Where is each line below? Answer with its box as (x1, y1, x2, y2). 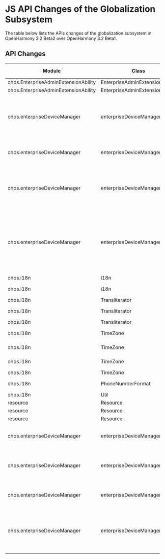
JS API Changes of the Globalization (5, 3, 156, 15)
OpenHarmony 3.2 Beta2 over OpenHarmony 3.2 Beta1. (5, 35, 117, 41)
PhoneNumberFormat (100, 380, 151, 387)
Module (42, 67, 61, 74)
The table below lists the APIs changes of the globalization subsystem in (5, 30, 152, 36)
